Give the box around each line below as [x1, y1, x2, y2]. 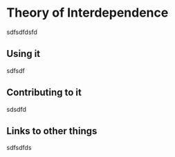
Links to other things [6, 125, 98, 137]
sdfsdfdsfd [6, 28, 37, 36]
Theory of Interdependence [6, 5, 169, 21]
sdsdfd [6, 105, 27, 113]
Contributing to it [6, 87, 82, 99]
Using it [6, 48, 41, 60]
